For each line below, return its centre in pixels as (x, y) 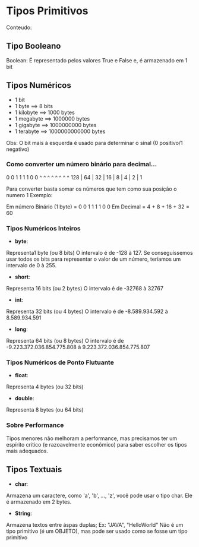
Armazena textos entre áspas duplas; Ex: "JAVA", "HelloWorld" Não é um (95, 524)
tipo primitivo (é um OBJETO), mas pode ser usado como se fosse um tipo (97, 531)
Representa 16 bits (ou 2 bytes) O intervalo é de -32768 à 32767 (85, 289)
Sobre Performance (35, 425)
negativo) (18, 149)
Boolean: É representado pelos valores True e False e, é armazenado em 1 (97, 60)
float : (21, 375)
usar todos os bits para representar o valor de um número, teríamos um (94, 259)
